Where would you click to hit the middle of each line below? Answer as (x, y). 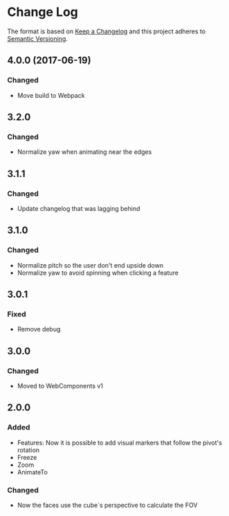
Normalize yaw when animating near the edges (84, 152)
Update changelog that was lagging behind (79, 208)
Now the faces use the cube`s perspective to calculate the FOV (107, 505)
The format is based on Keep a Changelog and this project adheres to (107, 31)
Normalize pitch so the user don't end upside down (90, 265)
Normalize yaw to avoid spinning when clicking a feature (98, 273)
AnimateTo (33, 472)
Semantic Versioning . (37, 38)
